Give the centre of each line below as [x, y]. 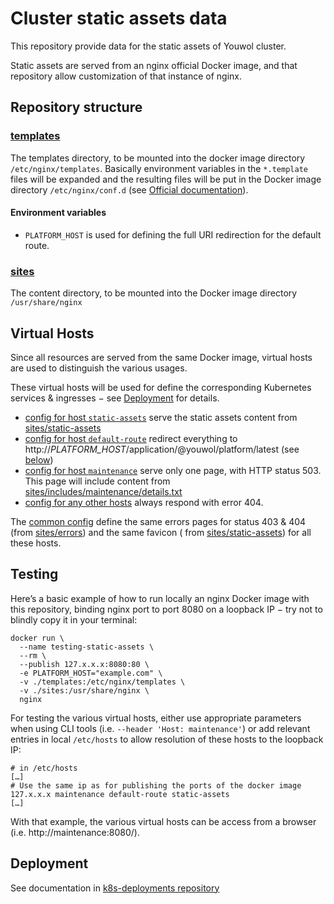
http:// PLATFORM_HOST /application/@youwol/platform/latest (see [162, 449]
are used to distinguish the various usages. [99, 368]
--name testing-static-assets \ [87, 647]
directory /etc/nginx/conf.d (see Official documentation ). [129, 189]
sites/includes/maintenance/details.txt [103, 491]
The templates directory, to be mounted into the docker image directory [158, 158]
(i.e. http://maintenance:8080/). [75, 832]
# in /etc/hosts [44, 768]
